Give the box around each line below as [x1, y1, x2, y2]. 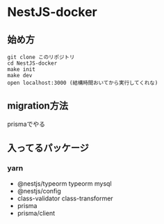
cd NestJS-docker [7, 60, 58, 67]
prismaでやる [7, 120, 45, 128]
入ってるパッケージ [7, 142, 89, 154]
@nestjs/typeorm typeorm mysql [17, 179, 113, 188]
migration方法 [7, 100, 68, 112]
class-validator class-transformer [17, 194, 113, 202]
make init [7, 66, 36, 73]
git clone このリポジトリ [7, 54, 75, 61]
